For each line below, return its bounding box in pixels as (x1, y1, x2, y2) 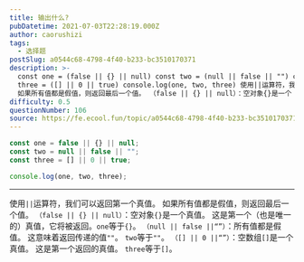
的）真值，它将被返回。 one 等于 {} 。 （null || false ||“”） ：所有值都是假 (9, 220, 282, 231)
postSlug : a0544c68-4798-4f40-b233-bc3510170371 (9, 55, 196, 64)
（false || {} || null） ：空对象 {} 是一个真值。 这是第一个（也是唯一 (34, 209, 292, 220)
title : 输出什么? (9, 13, 70, 23)
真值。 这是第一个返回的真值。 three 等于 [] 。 (9, 243, 177, 254)
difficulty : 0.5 (9, 97, 71, 107)
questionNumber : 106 (9, 106, 88, 115)
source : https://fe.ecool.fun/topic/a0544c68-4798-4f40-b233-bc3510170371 (9, 114, 298, 123)
